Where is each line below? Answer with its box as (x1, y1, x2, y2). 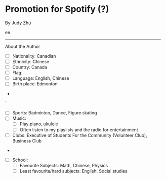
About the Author (5, 43, 41, 49)
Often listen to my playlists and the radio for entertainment (19, 127, 138, 133)
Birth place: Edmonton (12, 81, 58, 87)
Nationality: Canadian (12, 53, 56, 59)
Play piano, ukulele (19, 121, 58, 127)
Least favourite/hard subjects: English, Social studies (19, 168, 127, 174)
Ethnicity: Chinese (12, 59, 49, 65)
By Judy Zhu (5, 20, 31, 26)
